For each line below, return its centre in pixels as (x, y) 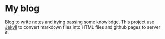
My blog (22, 9)
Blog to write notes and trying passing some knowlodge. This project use (80, 22)
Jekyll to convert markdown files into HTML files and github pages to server (82, 27)
